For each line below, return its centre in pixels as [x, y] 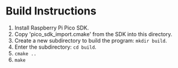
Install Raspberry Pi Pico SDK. [52, 28]
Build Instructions [51, 11]
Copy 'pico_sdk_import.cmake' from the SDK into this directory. [93, 34]
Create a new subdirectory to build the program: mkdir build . [91, 40]
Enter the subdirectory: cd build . [56, 47]
